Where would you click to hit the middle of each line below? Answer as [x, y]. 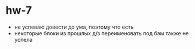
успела [23, 39]
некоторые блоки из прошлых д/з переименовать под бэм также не [101, 33]
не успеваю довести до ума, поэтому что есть [74, 27]
